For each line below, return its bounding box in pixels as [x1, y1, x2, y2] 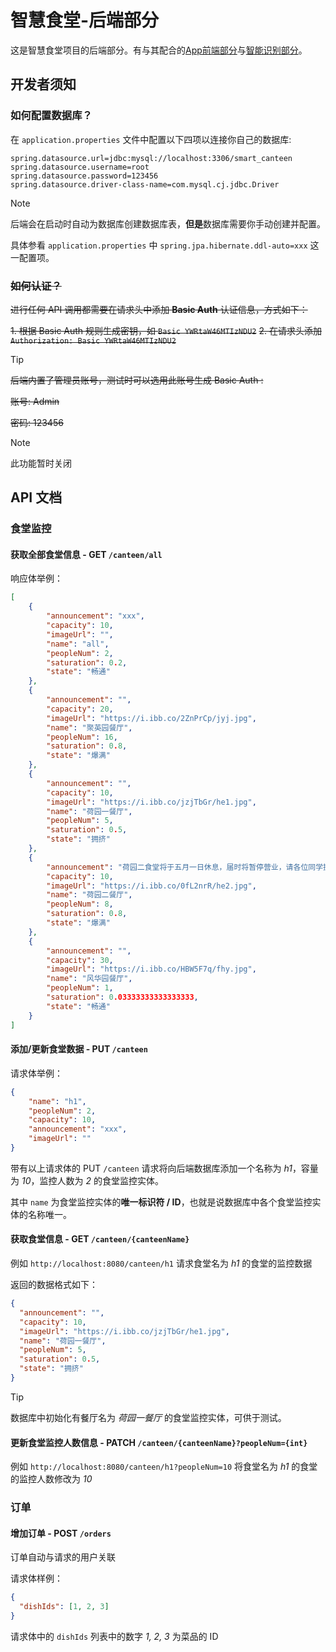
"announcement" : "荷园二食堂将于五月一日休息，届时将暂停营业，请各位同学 [46, 862, 324, 872]
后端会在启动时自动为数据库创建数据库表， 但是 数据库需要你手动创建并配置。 [10, 217, 326, 230]
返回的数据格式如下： [10, 1279, 98, 1291]
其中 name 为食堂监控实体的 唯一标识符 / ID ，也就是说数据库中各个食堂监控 [10, 1196, 313, 1208]
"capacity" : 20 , [46, 704, 114, 714]
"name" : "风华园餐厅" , [46, 974, 133, 984]
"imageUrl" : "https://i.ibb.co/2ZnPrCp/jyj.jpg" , [46, 713, 257, 723]
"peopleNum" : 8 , [46, 899, 114, 910]
